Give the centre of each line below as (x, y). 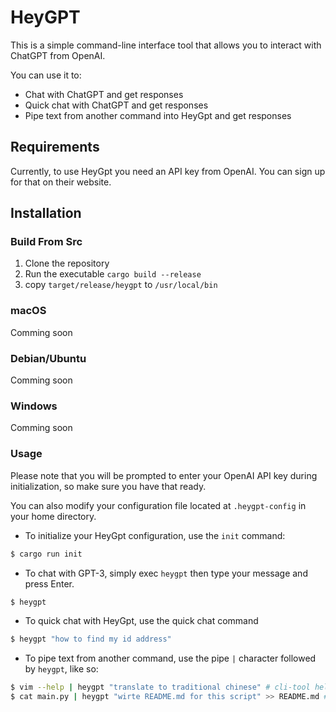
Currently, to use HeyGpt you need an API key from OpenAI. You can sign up (168, 171)
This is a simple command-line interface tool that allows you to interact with (166, 45)
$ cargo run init (46, 554)
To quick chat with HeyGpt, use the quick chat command (141, 621)
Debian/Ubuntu (48, 358)
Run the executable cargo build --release (113, 274)
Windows (34, 406)
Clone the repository (67, 263)
